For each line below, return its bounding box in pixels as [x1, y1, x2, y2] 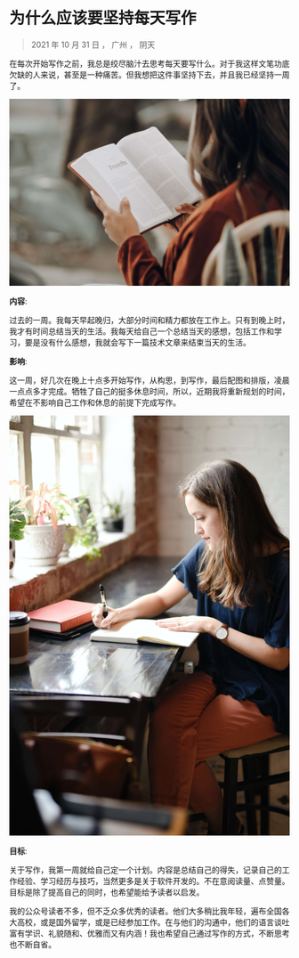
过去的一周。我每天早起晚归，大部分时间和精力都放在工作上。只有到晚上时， [9, 314, 290, 325]
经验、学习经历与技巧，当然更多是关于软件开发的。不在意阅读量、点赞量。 [16, 876, 290, 887]
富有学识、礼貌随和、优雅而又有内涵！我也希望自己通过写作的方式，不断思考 [9, 928, 290, 939]
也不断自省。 [9, 939, 56, 950]
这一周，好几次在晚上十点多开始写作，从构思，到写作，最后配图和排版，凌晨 [9, 375, 290, 386]
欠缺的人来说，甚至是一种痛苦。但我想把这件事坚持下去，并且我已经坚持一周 [9, 69, 290, 80]
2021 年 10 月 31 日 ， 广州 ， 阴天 [30, 39, 156, 50]
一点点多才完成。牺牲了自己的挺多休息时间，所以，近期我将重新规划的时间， [9, 386, 290, 396]
